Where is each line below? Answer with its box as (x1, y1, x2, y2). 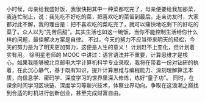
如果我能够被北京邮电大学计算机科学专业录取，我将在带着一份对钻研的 (16, 59, 193, 66)
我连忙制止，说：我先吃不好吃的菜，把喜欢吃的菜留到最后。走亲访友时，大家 (6, 13, 199, 20)
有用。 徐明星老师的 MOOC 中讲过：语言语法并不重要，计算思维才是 (11, 51, 183, 58)
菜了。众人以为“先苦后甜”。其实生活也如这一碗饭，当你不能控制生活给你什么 (6, 28, 198, 35)
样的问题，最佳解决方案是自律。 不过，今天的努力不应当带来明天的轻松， (6, 36, 190, 43)
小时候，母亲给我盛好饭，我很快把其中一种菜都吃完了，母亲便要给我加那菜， (6, 5, 199, 12)
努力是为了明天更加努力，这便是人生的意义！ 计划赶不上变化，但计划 (16, 43, 190, 51)
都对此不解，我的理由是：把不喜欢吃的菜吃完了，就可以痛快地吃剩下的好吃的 (6, 21, 199, 27)
